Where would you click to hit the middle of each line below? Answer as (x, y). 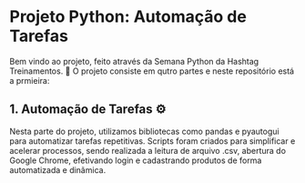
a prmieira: (30, 80)
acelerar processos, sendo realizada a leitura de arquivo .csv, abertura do (148, 150)
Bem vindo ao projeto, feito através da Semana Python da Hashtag (134, 61)
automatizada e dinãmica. (58, 169)
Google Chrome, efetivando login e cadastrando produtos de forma (136, 160)
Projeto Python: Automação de (128, 17)
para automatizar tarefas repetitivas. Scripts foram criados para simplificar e (152, 141)
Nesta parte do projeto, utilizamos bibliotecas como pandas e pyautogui (144, 131)
